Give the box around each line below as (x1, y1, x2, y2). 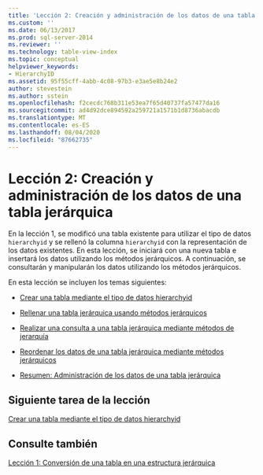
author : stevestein (8, 84, 72, 93)
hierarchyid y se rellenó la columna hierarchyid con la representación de (8, 237, 247, 247)
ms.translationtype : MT (8, 114, 87, 122)
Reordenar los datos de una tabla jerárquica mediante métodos (19, 347, 224, 356)
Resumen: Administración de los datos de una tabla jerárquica (19, 370, 221, 380)
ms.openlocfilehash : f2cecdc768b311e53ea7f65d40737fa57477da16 (8, 99, 220, 107)
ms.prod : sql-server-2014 (8, 33, 93, 42)
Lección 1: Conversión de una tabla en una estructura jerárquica (8, 458, 216, 468)
